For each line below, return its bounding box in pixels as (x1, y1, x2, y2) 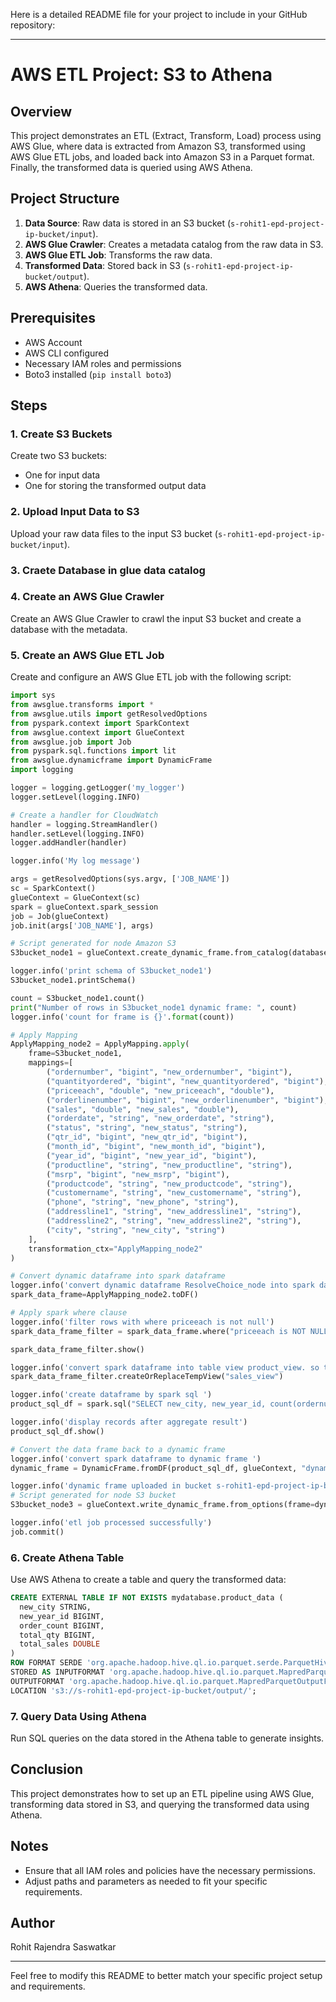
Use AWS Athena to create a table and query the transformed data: (10, 1574, 287, 1586)
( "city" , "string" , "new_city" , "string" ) (46, 1225, 226, 1235)
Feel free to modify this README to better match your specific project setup (10, 1970, 323, 1982)
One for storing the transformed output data (24, 480, 207, 492)
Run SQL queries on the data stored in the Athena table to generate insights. (10, 1732, 325, 1744)
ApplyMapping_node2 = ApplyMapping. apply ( (10, 1039, 190, 1049)
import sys (10, 690, 56, 701)
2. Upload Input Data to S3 (10, 505, 140, 519)
